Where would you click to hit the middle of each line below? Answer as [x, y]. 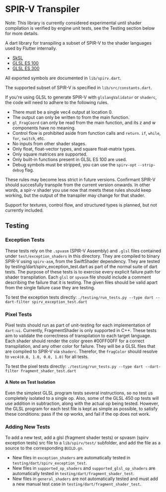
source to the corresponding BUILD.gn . [44, 448]
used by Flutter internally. [31, 48]
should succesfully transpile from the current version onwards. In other [78, 185]
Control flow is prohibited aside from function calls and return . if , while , [86, 133]
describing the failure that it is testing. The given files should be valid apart [81, 282]
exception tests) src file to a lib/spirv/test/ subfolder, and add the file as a [83, 443]
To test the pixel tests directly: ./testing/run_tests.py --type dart [74, 366]
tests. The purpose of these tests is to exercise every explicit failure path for [83, 272]
